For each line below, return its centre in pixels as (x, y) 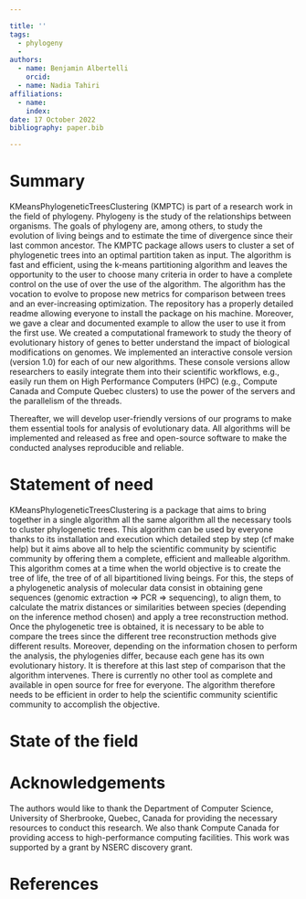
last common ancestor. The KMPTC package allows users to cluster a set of (152, 246)
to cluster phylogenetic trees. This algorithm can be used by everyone (142, 530)
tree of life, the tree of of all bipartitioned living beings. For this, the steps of (152, 578)
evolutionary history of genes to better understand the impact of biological (150, 343)
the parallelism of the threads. (66, 401)
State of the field (74, 741)
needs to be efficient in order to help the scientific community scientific (144, 695)
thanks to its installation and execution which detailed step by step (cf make (152, 539)
